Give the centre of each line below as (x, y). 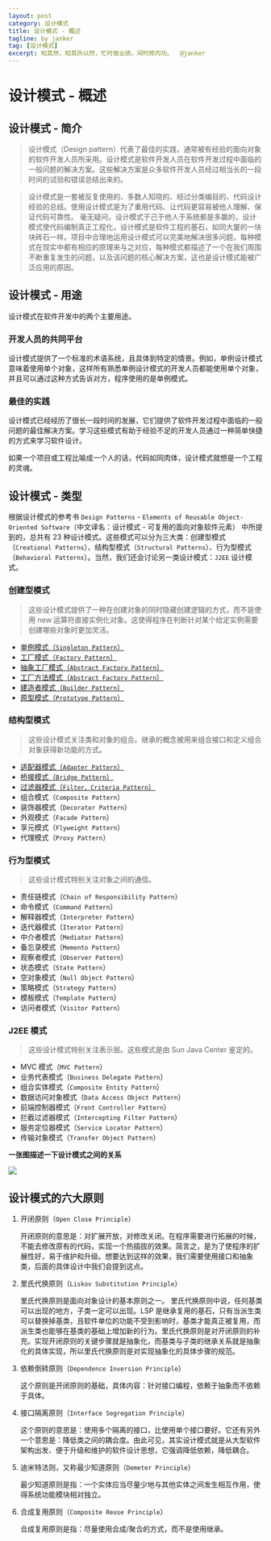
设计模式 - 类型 (45, 496)
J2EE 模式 (28, 1031)
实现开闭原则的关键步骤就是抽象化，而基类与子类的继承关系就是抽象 (147, 1341)
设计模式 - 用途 (45, 295)
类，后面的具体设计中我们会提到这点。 (83, 1266)
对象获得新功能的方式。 (67, 749)
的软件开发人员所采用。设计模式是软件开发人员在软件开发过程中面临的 (145, 159)
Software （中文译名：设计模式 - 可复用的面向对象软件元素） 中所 (148, 527)
